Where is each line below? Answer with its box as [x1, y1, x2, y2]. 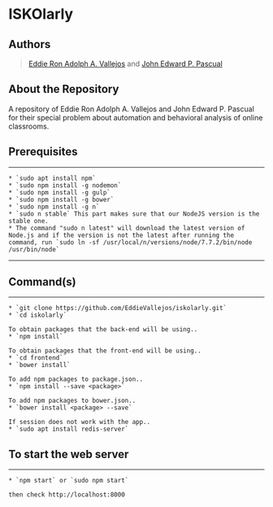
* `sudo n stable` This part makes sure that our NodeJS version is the [8, 209, 260, 218]
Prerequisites [8, 145, 78, 159]
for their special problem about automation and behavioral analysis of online [8, 112, 263, 122]
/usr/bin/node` [8, 245, 60, 253]
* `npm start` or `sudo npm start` [8, 477, 129, 485]
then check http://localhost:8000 [8, 491, 126, 499]
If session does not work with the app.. [8, 418, 151, 426]
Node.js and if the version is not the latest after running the [8, 231, 234, 239]
